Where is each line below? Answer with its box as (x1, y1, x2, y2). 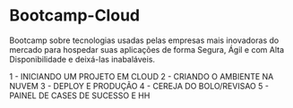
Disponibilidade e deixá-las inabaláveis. (9, 54, 155, 64)
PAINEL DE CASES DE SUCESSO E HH (9, 90, 151, 101)
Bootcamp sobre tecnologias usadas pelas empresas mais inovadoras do (9, 35, 280, 46)
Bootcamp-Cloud (9, 5, 141, 26)
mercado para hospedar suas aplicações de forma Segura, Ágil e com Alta (9, 44, 285, 54)
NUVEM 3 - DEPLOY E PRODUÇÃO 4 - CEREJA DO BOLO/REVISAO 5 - (9, 80, 269, 91)
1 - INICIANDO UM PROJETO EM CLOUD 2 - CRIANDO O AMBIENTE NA (9, 71, 274, 81)
